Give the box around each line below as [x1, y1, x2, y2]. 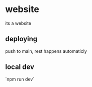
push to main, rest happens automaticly [5, 48, 87, 54]
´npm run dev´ [5, 76, 35, 82]
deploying [5, 35, 38, 43]
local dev [5, 63, 34, 71]
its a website [5, 20, 32, 26]
